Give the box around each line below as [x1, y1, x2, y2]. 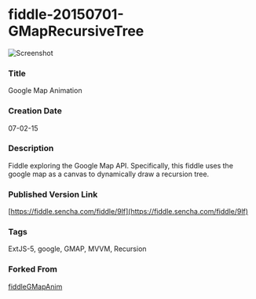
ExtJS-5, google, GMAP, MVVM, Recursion [8, 244, 147, 253]
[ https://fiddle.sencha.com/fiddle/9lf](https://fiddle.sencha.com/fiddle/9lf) [8, 207, 249, 216]
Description [8, 143, 54, 154]
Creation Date [8, 105, 63, 116]
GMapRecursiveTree [8, 22, 144, 40]
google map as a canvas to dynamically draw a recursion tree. [8, 169, 210, 179]
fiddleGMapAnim [8, 282, 63, 291]
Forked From [8, 264, 57, 275]
